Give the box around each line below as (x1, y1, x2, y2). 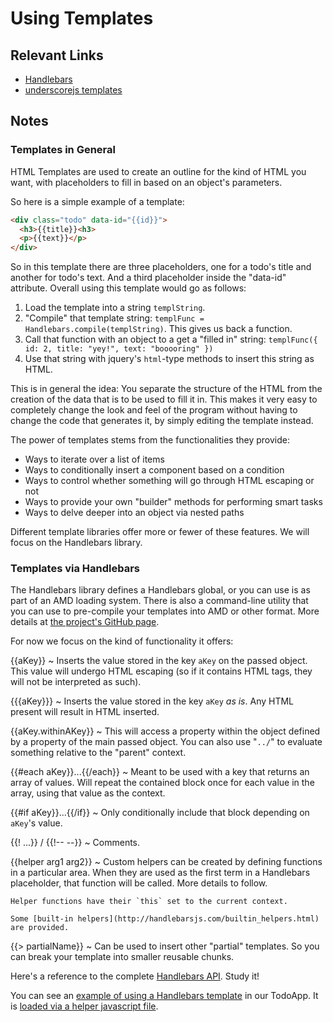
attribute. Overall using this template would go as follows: (10, 282, 247, 294)
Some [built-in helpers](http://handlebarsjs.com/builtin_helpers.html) (10, 914, 320, 924)
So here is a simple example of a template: (10, 195, 185, 207)
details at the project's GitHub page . (10, 616, 160, 628)
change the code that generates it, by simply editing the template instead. (10, 415, 314, 427)
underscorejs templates (24, 84, 123, 96)
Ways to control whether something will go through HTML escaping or (24, 475, 315, 487)
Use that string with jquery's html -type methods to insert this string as (24, 353, 315, 365)
